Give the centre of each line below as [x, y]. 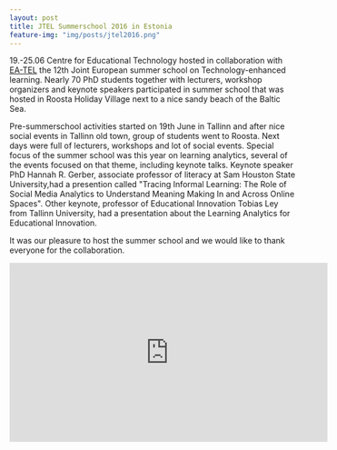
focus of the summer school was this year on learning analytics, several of [149, 155]
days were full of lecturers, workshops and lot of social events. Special [142, 145]
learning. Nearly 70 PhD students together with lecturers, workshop [136, 80]
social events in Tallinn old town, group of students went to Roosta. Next [144, 136]
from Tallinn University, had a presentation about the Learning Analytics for [150, 214]
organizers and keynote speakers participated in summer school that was [147, 90]
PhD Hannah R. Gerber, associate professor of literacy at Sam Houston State [153, 175]
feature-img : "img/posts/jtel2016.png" [85, 35]
